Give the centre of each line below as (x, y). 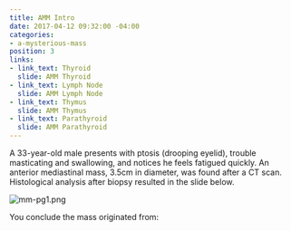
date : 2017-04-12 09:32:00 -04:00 (75, 26)
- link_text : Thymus (48, 102)
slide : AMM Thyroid (54, 77)
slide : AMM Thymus (53, 111)
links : (22, 60)
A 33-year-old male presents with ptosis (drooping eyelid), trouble (133, 153)
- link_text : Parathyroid (58, 119)
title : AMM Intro (42, 18)
